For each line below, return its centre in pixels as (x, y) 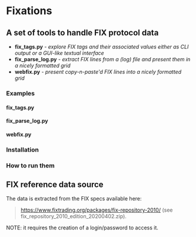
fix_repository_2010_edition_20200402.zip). (73, 216)
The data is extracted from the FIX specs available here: (74, 199)
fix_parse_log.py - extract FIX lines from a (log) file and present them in (102, 59)
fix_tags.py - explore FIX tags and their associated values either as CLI (102, 47)
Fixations (29, 11)
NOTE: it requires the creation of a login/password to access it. (82, 228)
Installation (23, 150)
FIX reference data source (55, 184)
